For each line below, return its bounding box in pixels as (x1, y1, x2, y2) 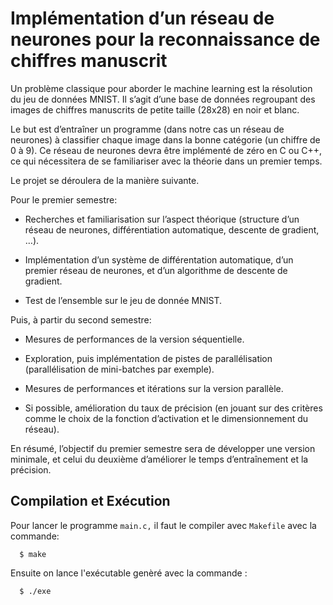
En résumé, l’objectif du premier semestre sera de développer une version (10, 442, 316, 454)
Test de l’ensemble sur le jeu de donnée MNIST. (24, 294, 223, 306)
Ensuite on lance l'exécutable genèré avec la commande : (10, 567, 248, 579)
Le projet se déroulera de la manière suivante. (10, 174, 200, 186)
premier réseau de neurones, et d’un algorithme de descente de (24, 264, 288, 276)
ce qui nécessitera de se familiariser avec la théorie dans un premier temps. (10, 155, 323, 167)
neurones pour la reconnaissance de (10, 28, 321, 51)
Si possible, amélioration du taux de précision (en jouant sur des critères (24, 402, 323, 414)
